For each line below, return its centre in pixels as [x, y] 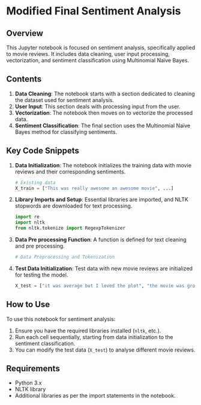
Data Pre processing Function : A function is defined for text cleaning [101, 239]
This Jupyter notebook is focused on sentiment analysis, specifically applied [101, 47]
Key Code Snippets [43, 151]
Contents [24, 79]
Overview [25, 33]
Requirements [33, 368]
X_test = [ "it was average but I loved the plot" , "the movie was [100, 286]
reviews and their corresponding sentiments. [70, 172]
